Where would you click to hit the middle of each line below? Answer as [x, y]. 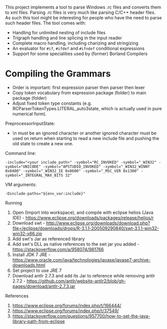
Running [14, 202]
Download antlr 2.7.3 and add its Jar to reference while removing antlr [84, 275]
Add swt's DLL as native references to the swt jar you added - [76, 244]
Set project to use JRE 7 [37, 270]
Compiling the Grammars [58, 74]
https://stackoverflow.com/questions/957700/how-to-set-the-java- [81, 316]
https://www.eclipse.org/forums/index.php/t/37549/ [66, 311]
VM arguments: [21, 184]
